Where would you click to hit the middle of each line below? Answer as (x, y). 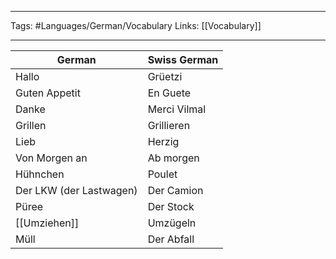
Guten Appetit (48, 93)
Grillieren (169, 125)
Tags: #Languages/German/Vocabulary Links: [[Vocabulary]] (136, 25)
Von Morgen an (51, 158)
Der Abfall (171, 239)
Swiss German (183, 59)
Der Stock (171, 206)
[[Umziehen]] (47, 223)
